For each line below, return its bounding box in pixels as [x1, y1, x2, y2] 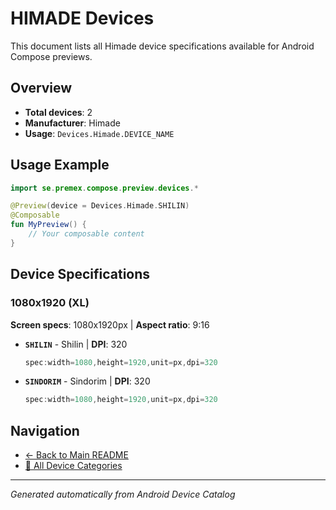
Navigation [10, 422, 80, 439]
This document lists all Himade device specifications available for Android [10, 40, 315, 52]
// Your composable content [28, 229, 145, 239]
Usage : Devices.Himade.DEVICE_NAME [24, 127, 175, 139]
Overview [10, 80, 73, 97]
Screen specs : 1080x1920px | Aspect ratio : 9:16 [10, 318, 210, 331]
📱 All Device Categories [24, 460, 123, 472]
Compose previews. [10, 50, 93, 62]
